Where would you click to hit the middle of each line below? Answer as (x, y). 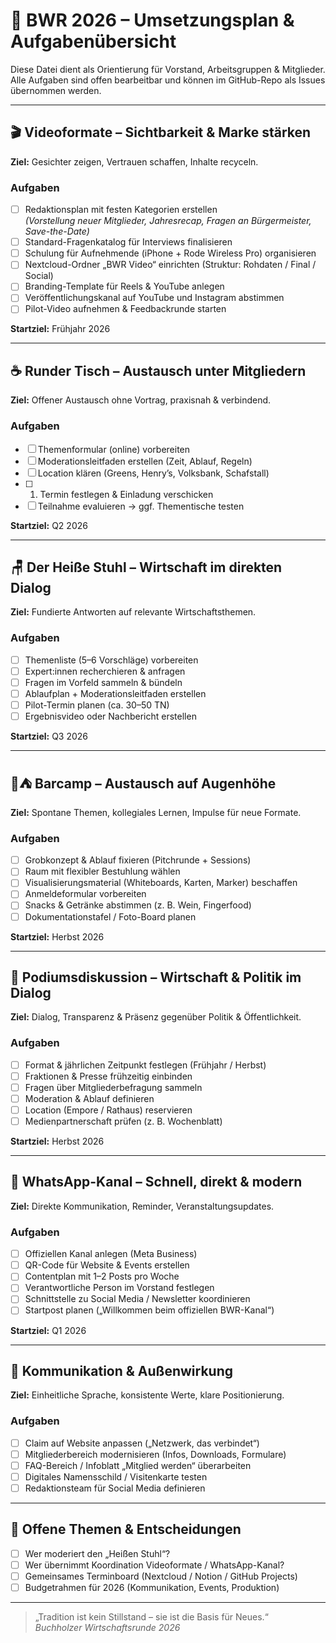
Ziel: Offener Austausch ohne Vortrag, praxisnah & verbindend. (141, 400)
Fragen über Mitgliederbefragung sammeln (113, 1087)
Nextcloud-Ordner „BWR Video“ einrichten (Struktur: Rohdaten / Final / (170, 265)
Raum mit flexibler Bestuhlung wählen (102, 871)
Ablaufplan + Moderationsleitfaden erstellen (115, 693)
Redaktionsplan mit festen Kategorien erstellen (121, 210)
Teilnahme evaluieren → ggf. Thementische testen (141, 506)
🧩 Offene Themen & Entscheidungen (126, 1529)
